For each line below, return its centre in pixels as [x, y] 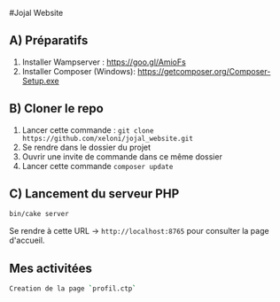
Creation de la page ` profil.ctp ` [73, 289]
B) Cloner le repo [56, 108]
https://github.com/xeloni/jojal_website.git [107, 138]
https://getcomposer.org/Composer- [204, 71]
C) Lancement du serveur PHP [94, 194]
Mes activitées [51, 268]
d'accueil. [27, 240]
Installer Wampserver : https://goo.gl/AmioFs [104, 62]
